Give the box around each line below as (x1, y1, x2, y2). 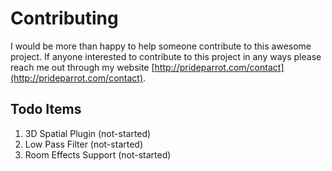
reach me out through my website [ (10, 61, 155, 73)
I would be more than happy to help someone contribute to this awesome (10, 40, 312, 52)
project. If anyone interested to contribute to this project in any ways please (10, 50, 322, 62)
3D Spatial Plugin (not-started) (24, 127, 152, 139)
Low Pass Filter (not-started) (24, 138, 144, 150)
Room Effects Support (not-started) (24, 148, 172, 161)
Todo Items (10, 101, 82, 118)
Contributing (10, 7, 119, 30)
